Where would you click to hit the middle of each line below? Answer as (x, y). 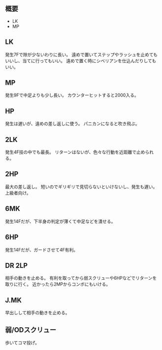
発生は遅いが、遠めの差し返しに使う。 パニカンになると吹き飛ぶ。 (72, 124)
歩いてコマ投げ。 (22, 343)
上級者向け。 (18, 193)
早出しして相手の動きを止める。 (37, 313)
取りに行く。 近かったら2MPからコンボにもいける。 (58, 284)
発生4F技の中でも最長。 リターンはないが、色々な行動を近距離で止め (75, 152)
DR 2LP (16, 266)
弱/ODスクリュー (31, 330)
